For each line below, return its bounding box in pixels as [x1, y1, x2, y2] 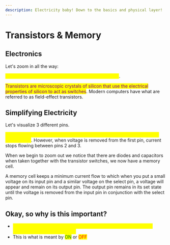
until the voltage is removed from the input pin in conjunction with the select [5, 189, 165, 196]
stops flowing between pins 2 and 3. [5, 143, 81, 149]
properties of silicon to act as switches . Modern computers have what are [5, 88, 160, 94]
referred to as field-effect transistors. [5, 94, 83, 100]
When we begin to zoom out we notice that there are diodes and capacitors [5, 152, 164, 158]
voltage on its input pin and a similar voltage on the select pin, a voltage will [5, 179, 164, 185]
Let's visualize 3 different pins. [5, 122, 70, 128]
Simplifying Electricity [5, 108, 77, 117]
